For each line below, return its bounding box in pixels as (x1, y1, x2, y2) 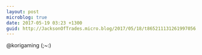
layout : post (6, 8, 39, 15)
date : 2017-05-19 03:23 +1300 (6, 20, 83, 26)
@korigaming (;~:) (6, 42, 51, 49)
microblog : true (6, 14, 47, 20)
